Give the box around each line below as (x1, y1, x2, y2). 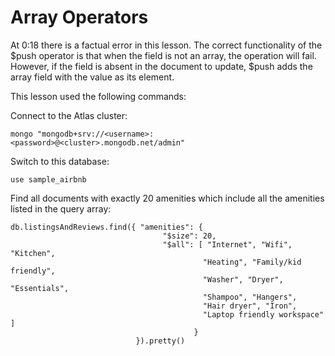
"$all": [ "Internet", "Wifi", (162, 239, 293, 250)
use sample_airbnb (10, 174, 87, 185)
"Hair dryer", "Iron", (202, 301, 298, 311)
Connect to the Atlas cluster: (10, 109, 128, 121)
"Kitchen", (10, 248, 56, 258)
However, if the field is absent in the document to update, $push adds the (10, 60, 313, 72)
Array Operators (10, 6, 149, 29)
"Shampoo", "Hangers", (202, 292, 298, 302)
